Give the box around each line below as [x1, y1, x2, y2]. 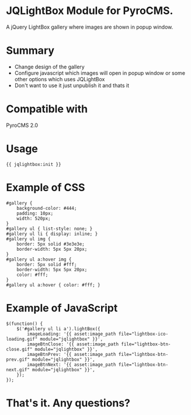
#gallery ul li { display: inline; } [6, 231, 98, 237]
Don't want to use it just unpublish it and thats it [14, 82, 130, 89]
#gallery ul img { [6, 236, 51, 242]
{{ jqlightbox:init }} [6, 161, 61, 167]
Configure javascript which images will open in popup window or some [14, 69, 186, 77]
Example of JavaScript [6, 301, 118, 314]
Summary [6, 44, 54, 57]
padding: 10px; [16, 210, 54, 216]
